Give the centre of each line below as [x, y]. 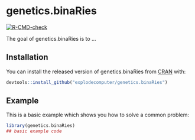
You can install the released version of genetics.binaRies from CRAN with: [96, 71]
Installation [27, 57]
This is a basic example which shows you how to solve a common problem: [97, 115]
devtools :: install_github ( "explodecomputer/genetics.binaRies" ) [87, 82]
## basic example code [34, 131]
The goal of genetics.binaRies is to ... [51, 38]
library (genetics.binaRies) [41, 126]
